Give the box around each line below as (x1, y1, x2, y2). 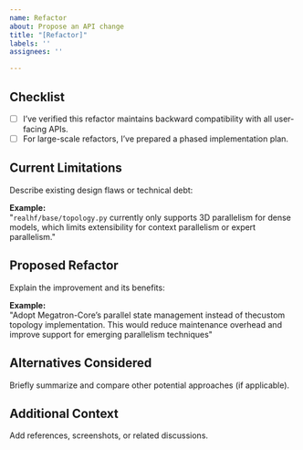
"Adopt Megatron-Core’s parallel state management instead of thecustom (9, 309, 286, 320)
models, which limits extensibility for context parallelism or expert (9, 221, 256, 233)
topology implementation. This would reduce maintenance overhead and (9, 319, 283, 330)
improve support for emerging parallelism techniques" (9, 329, 213, 340)
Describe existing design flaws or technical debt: (9, 184, 193, 195)
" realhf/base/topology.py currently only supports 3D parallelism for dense (9, 212, 292, 223)
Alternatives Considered (9, 355, 152, 371)
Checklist (9, 89, 66, 105)
